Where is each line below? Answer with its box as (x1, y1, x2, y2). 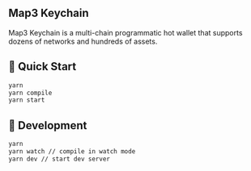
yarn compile (8, 89, 53, 97)
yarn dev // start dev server (8, 155, 111, 163)
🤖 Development (8, 119, 87, 132)
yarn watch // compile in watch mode (8, 147, 136, 156)
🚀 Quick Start (8, 60, 77, 73)
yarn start (8, 96, 45, 104)
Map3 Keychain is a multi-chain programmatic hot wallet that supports (8, 27, 243, 37)
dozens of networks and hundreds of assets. (8, 36, 158, 46)
